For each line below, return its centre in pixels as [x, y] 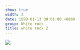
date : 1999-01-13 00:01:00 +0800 [40, 19]
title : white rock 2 [27, 28]
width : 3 [14, 14]
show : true [17, 10]
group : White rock [24, 24]
